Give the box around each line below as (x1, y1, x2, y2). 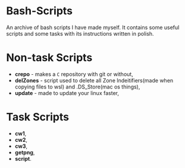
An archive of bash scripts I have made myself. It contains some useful (6, 24, 180, 31)
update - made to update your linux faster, (14, 89, 119, 96)
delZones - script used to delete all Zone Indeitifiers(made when (14, 77, 174, 84)
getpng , (14, 148, 35, 156)
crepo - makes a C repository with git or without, (14, 70, 134, 78)
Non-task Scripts (6, 51, 93, 65)
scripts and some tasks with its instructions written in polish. (6, 30, 154, 37)
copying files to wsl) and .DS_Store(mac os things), (14, 83, 140, 90)
